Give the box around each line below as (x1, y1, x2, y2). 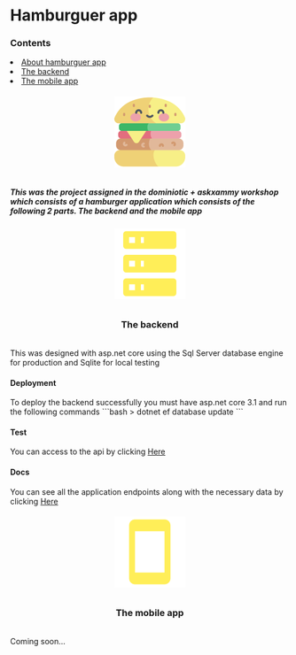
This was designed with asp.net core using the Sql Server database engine (10, 348, 284, 358)
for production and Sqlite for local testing (10, 358, 160, 368)
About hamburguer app (21, 57, 106, 67)
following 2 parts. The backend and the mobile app (10, 205, 203, 216)
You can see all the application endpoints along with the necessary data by (10, 486, 284, 497)
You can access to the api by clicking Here (10, 446, 167, 457)
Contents (10, 37, 51, 50)
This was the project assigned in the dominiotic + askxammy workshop (10, 187, 279, 197)
